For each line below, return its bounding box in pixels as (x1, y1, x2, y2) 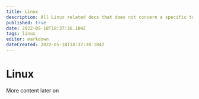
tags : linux (6, 31, 36, 37)
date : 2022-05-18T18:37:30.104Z (6, 25, 86, 31)
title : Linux (6, 8, 38, 15)
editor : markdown (6, 36, 49, 42)
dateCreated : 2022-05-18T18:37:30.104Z (6, 42, 105, 48)
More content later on (6, 87, 59, 94)
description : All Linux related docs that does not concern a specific (6, 14, 187, 20)
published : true (6, 20, 46, 25)
